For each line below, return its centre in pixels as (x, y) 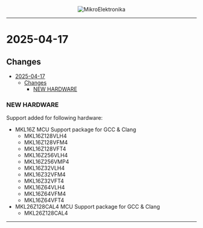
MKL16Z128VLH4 (46, 136)
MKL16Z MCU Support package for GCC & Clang (76, 129)
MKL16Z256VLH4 (46, 155)
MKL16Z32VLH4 (44, 168)
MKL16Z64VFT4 (44, 200)
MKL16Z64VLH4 (44, 187)
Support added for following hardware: (54, 118)
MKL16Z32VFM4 (45, 175)
